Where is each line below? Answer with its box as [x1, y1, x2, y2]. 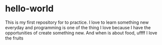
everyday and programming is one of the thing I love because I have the [5, 24, 151, 30]
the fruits [5, 35, 24, 41]
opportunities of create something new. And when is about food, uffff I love [5, 30, 158, 36]
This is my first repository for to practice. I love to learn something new [5, 19, 149, 25]
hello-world [5, 3, 54, 14]
